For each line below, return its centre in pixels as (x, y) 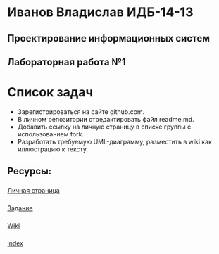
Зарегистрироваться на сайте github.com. (81, 112)
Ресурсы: (30, 171)
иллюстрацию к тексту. (52, 149)
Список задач (50, 93)
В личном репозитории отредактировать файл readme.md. (106, 119)
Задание (20, 208)
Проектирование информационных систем (108, 38)
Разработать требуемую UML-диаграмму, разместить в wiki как (115, 141)
